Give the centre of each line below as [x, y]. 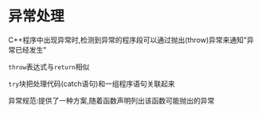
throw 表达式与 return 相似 [49, 66]
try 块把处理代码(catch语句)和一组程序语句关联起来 [92, 84]
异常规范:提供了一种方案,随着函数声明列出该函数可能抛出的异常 [111, 100]
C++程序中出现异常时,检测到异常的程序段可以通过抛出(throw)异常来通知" [128, 40]
